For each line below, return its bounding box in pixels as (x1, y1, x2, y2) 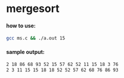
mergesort (6, 2, 60, 16)
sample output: (6, 48, 45, 55)
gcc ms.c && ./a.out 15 (6, 35, 66, 41)
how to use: (6, 22, 36, 29)
